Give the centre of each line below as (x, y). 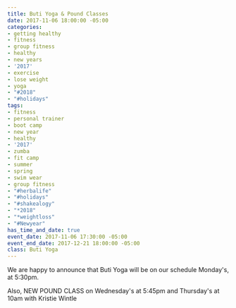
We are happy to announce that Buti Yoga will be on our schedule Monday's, (118, 270)
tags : (15, 106)
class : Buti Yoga (33, 250)
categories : (25, 27)
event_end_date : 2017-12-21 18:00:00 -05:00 (74, 243)
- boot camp (25, 125)
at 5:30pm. (23, 277)
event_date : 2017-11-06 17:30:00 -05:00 (68, 237)
